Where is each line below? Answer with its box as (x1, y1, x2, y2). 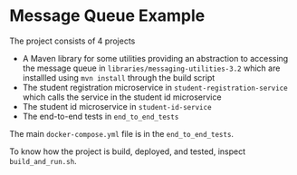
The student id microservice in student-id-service (22, 101, 212, 112)
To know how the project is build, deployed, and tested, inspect (9, 146, 246, 157)
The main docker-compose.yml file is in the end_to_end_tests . (9, 128, 234, 139)
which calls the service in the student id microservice (22, 92, 222, 102)
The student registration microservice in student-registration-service (22, 82, 288, 92)
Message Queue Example (9, 5, 206, 26)
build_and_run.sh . (9, 155, 77, 166)
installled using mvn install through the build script (22, 72, 216, 83)
